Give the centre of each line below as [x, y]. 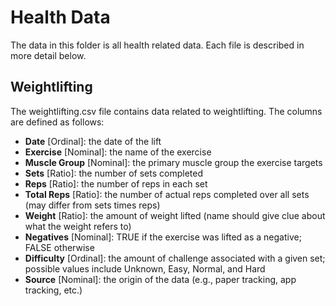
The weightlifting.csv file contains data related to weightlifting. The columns [166, 111]
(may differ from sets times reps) [92, 205]
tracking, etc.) [53, 290]
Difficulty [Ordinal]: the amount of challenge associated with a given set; [175, 258]
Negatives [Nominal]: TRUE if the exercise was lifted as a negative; [163, 237]
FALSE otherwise [59, 247]
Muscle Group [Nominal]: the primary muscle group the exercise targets [173, 162]
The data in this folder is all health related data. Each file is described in [157, 45]
